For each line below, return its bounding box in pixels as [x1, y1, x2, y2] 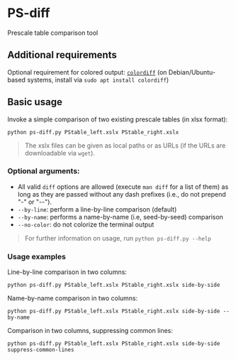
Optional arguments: [7, 166, 80, 176]
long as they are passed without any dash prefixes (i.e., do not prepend [17, 190, 227, 198]
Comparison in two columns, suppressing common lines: [7, 327, 174, 335]
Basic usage [7, 96, 62, 108]
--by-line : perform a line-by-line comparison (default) [17, 204, 177, 214]
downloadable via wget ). [24, 148, 96, 157]
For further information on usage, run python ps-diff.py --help [24, 234, 211, 242]
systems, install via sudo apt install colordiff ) [27, 75, 169, 84]
